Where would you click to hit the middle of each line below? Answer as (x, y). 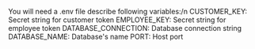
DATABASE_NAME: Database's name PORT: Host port (96, 36)
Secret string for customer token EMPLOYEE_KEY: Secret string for (117, 20)
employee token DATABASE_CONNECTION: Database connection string (125, 28)
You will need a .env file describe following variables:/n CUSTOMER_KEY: (128, 11)
